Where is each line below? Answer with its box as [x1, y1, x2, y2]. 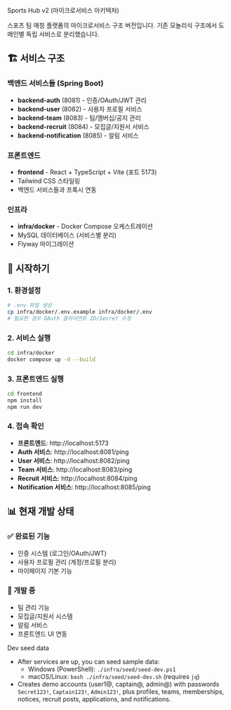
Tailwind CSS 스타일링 [17, 176, 81, 185]
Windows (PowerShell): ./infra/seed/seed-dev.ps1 [27, 665, 176, 673]
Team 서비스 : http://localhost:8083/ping [17, 465, 133, 474]
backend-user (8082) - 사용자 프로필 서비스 [17, 104, 143, 113]
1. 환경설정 [7, 285, 41, 295]
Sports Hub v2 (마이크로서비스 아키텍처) [7, 6, 119, 14]
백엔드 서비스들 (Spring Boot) [7, 78, 104, 88]
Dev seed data [7, 644, 49, 652]
